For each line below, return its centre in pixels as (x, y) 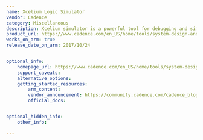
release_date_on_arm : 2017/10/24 (48, 46)
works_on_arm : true (31, 40)
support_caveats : (39, 73)
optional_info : (25, 61)
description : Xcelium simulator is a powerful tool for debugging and (97, 29)
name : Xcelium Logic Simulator (46, 12)
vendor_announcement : (55, 95)
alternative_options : (44, 78)
